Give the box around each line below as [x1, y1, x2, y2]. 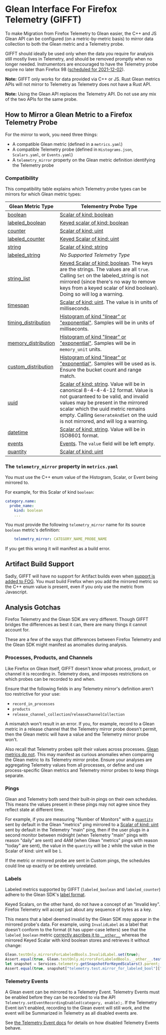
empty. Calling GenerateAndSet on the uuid [60, 412, 158, 419]
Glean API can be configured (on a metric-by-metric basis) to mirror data [5, 36, 154, 42]
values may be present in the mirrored [60, 399, 148, 406]
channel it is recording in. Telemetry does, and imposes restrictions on [5, 671, 149, 677]
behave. [5, 1025, 22, 1031]
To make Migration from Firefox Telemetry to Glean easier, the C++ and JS [5, 30, 157, 36]
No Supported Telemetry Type [60, 252, 130, 259]
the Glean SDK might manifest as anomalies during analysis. [5, 642, 127, 648]
